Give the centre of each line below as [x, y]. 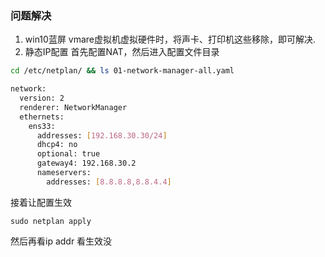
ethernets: [42, 117]
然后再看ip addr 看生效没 [61, 241]
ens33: [42, 126]
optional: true [68, 154]
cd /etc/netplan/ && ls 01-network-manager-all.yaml [122, 71]
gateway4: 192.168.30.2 [86, 163]
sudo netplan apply [51, 221]
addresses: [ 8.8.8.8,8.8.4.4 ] [109, 182]
